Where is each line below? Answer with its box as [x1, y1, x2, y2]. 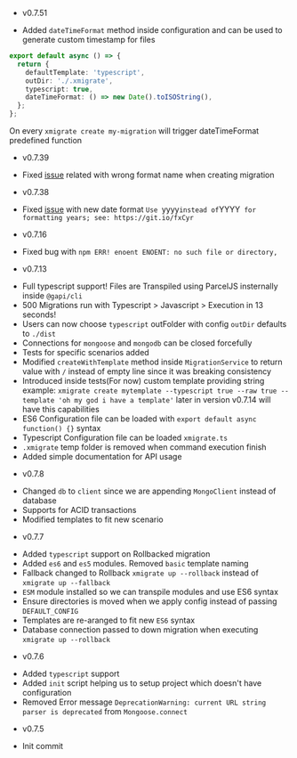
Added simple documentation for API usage [21, 452, 182, 461]
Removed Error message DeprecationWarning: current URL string [21, 697, 267, 707]
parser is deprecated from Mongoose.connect [21, 706, 189, 716]
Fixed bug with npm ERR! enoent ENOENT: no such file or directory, [21, 247, 278, 257]
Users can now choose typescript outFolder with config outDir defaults [21, 319, 287, 329]
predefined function [9, 135, 83, 145]
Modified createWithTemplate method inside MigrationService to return [21, 356, 283, 367]
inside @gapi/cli [21, 290, 83, 301]
